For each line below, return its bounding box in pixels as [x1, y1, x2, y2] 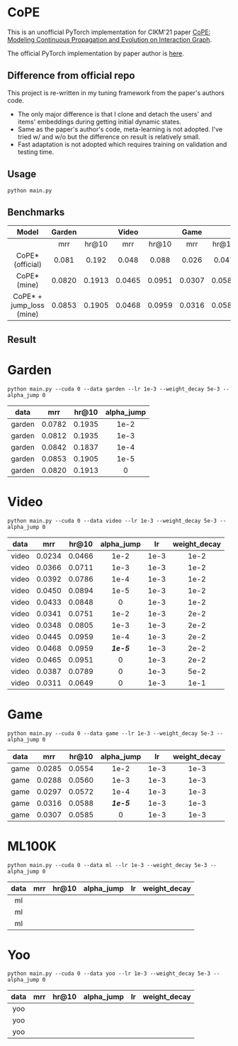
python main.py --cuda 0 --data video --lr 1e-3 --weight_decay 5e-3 [7, 517, 217, 524]
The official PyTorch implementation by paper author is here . [7, 49, 184, 58]
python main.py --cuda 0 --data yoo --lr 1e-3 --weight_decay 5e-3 [7, 970, 211, 977]
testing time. [17, 147, 55, 156]
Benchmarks [7, 206, 65, 218]
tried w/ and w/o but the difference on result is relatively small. [17, 132, 200, 141]
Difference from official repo [7, 70, 135, 82]
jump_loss [11, 300, 45, 310]
